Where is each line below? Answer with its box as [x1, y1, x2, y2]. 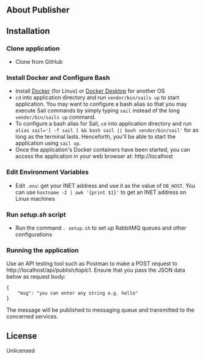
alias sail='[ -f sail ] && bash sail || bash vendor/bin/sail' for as [15, 126, 199, 134]
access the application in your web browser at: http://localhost [15, 153, 173, 160]
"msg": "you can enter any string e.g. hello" [17, 290, 138, 296]
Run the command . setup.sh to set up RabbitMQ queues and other [15, 224, 187, 231]
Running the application [6, 245, 79, 254]
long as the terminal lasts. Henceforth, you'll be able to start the [15, 133, 176, 141]
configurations [15, 230, 53, 238]
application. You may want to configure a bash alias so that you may [15, 101, 187, 108]
